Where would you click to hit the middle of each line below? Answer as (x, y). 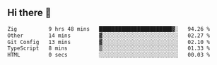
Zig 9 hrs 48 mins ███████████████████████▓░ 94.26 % (109, 29)
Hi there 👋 (29, 13)
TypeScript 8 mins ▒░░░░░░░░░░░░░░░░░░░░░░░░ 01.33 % (109, 49)
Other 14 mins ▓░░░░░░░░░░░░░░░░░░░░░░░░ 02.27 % (109, 36)
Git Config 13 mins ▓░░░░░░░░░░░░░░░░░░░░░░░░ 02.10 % (109, 42)
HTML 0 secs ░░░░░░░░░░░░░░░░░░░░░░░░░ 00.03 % (109, 55)
